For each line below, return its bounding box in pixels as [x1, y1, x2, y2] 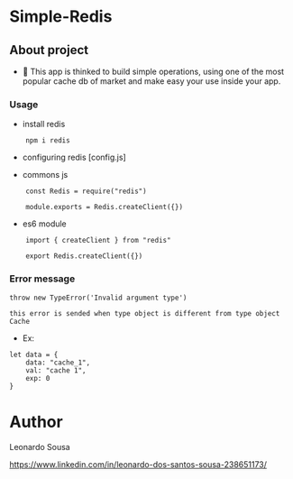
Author [9, 411, 63, 432]
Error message [9, 272, 76, 285]
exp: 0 [25, 373, 50, 382]
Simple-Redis [9, 6, 113, 27]
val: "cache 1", [25, 365, 87, 375]
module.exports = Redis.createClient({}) [25, 203, 183, 212]
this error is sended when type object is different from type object [9, 309, 280, 318]
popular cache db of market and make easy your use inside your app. [22, 76, 281, 87]
